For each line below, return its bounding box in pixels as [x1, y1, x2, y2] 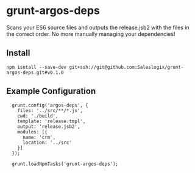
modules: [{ [17, 129, 48, 135]
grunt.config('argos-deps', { [12, 102, 88, 108]
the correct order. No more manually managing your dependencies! [6, 30, 175, 37]
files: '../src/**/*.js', [17, 107, 83, 113]
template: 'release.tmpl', [17, 118, 86, 124]
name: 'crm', [22, 134, 56, 140]
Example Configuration [6, 86, 96, 96]
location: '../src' [22, 139, 72, 146]
